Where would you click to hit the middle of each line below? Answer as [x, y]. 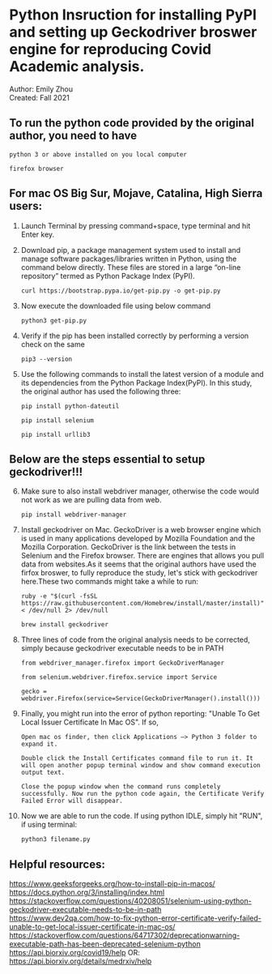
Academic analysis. [77, 67]
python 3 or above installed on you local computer [98, 154]
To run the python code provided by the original [132, 123]
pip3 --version [47, 359]
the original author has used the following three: [101, 391]
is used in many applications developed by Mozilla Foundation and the [138, 538]
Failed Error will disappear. [72, 801]
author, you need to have [73, 136]
